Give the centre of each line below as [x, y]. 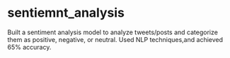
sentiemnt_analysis [66, 13]
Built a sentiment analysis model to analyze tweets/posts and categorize [113, 32]
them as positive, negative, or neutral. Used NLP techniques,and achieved [115, 39]
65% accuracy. [29, 47]
